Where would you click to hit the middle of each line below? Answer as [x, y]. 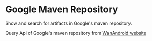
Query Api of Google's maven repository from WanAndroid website [76, 33]
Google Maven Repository [62, 9]
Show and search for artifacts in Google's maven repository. [69, 23]
